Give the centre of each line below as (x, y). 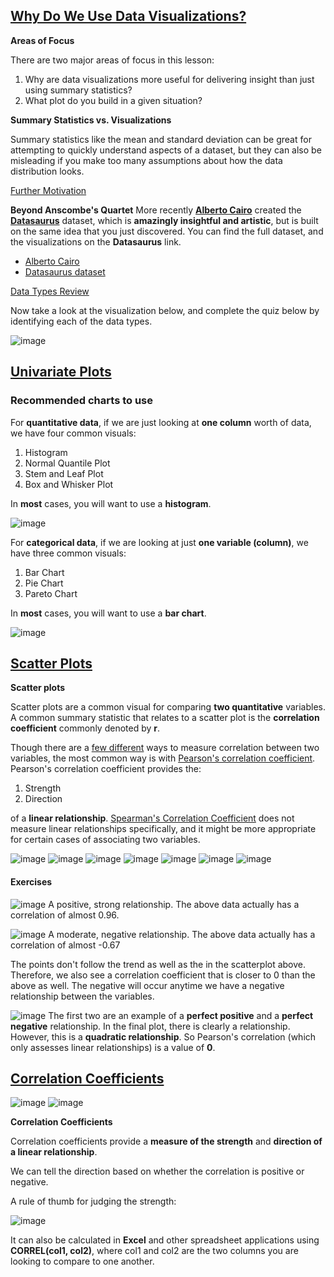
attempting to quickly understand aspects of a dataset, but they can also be (166, 150)
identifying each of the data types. (81, 321)
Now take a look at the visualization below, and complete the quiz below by (165, 310)
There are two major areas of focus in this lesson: (112, 60)
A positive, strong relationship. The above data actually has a (174, 904)
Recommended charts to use (82, 401)
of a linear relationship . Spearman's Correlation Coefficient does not (152, 818)
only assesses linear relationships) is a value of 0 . (113, 1047)
